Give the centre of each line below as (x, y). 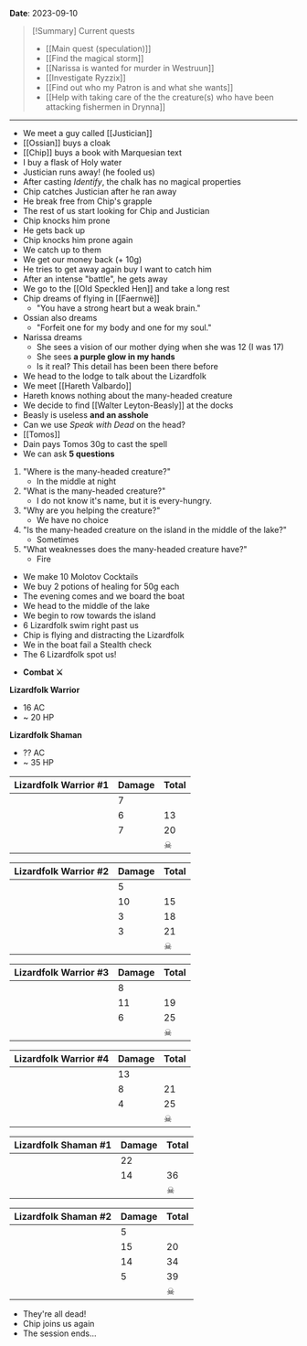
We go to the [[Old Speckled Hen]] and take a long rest (126, 288)
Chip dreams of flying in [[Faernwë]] (91, 298)
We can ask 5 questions (69, 454)
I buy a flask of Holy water (72, 162)
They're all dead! (54, 1314)
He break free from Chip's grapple (87, 201)
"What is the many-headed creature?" (94, 491)
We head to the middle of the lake (86, 606)
